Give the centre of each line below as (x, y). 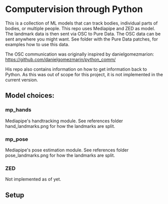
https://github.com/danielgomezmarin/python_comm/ (61, 59)
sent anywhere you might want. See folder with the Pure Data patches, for (81, 39)
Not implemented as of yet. (33, 179)
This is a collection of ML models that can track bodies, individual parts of (81, 23)
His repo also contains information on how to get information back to (76, 69)
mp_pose (17, 139)
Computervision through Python (74, 9)
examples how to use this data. (37, 44)
